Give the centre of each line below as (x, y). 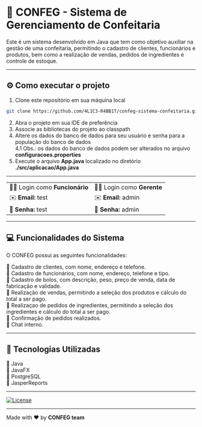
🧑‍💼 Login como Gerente (128, 187)
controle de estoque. (32, 61)
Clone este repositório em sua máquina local (70, 100)
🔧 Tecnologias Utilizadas (53, 349)
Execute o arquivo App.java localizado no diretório (78, 161)
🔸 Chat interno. (25, 325)
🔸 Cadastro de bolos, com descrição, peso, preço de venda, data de (91, 280)
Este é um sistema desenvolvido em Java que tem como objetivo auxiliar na (100, 42)
